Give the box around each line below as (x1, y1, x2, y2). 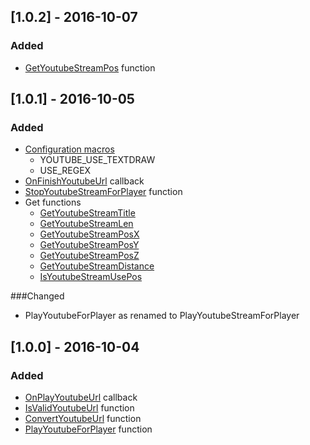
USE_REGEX (39, 165, 92, 177)
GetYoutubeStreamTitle (39, 207, 136, 219)
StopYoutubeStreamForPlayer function (24, 186, 183, 198)
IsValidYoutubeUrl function (24, 402, 135, 414)
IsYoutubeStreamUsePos (39, 271, 143, 283)
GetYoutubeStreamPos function (24, 61, 156, 74)
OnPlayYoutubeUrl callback (24, 391, 138, 404)
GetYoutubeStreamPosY (39, 239, 140, 251)
